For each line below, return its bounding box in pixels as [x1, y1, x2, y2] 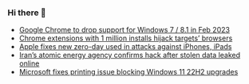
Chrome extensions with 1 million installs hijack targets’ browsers [18, 33, 233, 43]
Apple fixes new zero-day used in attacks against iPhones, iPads [18, 42, 232, 52]
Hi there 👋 [7, 7, 47, 18]
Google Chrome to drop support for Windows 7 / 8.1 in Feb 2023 [18, 25, 231, 35]
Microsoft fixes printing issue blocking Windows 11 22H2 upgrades [18, 67, 239, 77]
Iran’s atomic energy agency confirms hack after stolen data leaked [18, 51, 241, 60]
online [18, 59, 40, 68]
